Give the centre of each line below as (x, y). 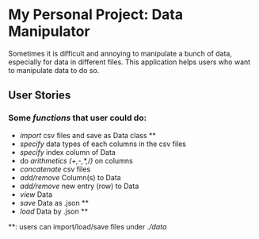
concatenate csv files (55, 169)
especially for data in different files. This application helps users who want (129, 62)
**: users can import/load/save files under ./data (88, 226)
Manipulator (49, 31)
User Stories (40, 96)
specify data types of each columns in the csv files (103, 144)
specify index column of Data (68, 152)
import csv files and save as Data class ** (88, 135)
